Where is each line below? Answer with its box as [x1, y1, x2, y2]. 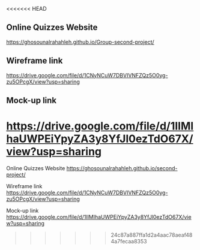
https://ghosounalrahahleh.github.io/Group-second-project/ [6, 38, 154, 46]
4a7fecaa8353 [111, 237, 147, 245]
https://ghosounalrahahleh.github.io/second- [66, 164, 178, 171]
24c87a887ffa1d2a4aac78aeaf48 [111, 231, 193, 239]
